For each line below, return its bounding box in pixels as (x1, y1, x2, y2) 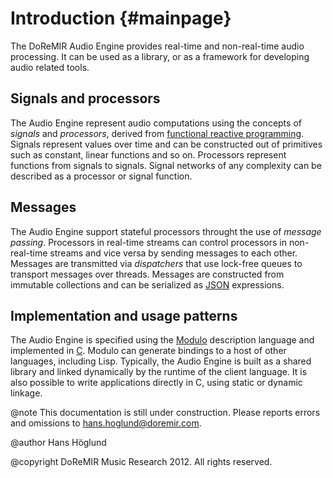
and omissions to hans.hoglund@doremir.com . (10, 417, 202, 429)
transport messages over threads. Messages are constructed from (10, 268, 285, 280)
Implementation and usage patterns (10, 307, 238, 324)
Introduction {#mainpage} (10, 7, 232, 30)
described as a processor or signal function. (10, 170, 193, 182)
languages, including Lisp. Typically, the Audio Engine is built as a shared (10, 355, 312, 367)
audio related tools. (10, 61, 90, 73)
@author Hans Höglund (10, 437, 107, 449)
